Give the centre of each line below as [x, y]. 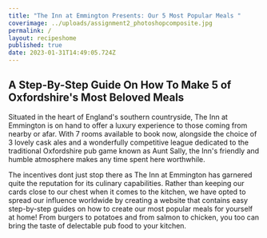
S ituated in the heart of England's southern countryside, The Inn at [118, 117]
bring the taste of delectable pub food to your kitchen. [97, 225]
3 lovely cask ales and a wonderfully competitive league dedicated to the [129, 142]
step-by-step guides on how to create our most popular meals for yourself [131, 208]
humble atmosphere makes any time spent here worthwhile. [107, 159]
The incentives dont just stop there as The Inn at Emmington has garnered [130, 175]
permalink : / [30, 30]
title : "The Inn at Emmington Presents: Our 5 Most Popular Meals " [125, 16]
